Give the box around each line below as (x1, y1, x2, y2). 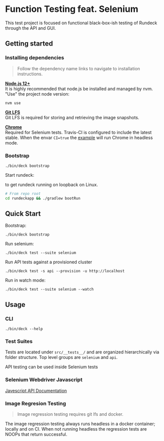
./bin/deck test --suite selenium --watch (5, 287, 94, 292)
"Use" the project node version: (5, 91, 70, 97)
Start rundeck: (5, 172, 35, 178)
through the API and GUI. (5, 25, 56, 31)
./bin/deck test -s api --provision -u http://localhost (5, 269, 125, 274)
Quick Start (5, 209, 41, 218)
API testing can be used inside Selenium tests (5, 364, 98, 370)
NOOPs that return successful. (5, 432, 68, 438)
